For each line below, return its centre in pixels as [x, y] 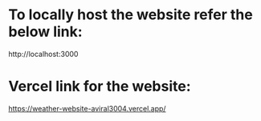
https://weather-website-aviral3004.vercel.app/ [87, 108]
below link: [45, 32]
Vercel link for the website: [100, 87]
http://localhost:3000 [43, 54]
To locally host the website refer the [130, 15]
